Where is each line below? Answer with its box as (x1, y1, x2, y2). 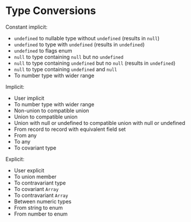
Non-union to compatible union (13, 107, 89, 114)
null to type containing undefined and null (13, 65, 117, 72)
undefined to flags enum (13, 47, 72, 54)
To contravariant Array (13, 192, 68, 199)
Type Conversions (5, 4, 96, 18)
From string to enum (13, 204, 63, 211)
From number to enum (13, 210, 68, 217)
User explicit (13, 166, 44, 174)
